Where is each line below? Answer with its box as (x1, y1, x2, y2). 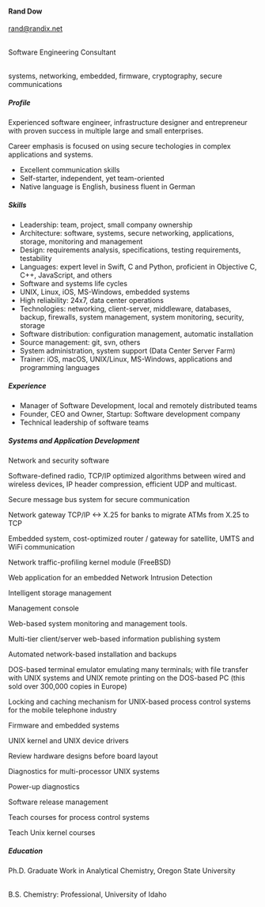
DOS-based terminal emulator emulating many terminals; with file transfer (8, 665, 248, 675)
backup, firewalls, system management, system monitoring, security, (19, 312, 244, 322)
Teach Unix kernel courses (8, 828, 96, 837)
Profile (8, 97, 31, 107)
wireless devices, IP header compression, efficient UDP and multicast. (8, 479, 237, 489)
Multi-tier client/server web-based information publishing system (8, 634, 221, 644)
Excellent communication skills (19, 165, 120, 175)
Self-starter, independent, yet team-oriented (19, 174, 165, 183)
